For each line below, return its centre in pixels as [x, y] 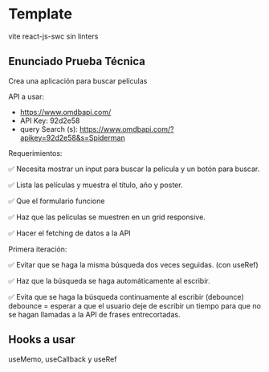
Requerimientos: [35, 153]
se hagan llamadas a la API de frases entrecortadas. [94, 314]
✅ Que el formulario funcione [57, 201]
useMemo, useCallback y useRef [63, 359]
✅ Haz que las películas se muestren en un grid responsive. [107, 217]
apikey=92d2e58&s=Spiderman [73, 137]
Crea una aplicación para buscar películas [78, 80]
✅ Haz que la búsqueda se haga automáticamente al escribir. [109, 280]
